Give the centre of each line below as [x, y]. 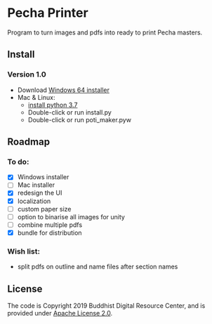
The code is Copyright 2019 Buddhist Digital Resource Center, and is [106, 305]
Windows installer [43, 177]
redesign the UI [40, 193]
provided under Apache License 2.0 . [60, 313]
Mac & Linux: [36, 97]
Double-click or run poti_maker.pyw [80, 119]
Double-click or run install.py [70, 112]
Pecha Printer [48, 13]
